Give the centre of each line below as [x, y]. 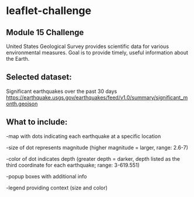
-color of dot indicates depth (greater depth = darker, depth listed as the [93, 158]
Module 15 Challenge [45, 32]
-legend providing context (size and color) [57, 188]
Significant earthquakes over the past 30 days [62, 91]
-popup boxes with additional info [46, 176]
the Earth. [18, 59]
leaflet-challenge [49, 11]
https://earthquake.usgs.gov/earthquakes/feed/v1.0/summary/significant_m [97, 97]
